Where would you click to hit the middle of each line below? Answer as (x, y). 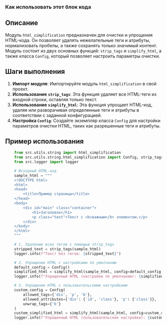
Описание (22, 23)
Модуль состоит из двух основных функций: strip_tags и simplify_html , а (83, 51)
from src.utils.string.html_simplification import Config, (77, 157)
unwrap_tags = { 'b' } (42, 304)
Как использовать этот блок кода (48, 7)
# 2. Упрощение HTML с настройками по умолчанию (65, 262)
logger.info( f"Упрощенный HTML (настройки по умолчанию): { (78, 276)
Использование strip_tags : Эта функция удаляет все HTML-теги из (84, 94)
